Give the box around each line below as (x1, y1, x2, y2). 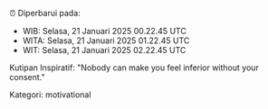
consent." (9, 72, 45, 82)
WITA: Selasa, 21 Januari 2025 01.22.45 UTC (22, 35, 190, 46)
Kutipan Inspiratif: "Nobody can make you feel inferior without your (9, 62, 260, 73)
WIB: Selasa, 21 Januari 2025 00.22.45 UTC (22, 26, 187, 36)
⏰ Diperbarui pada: (9, 8, 81, 18)
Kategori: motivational (9, 89, 91, 100)
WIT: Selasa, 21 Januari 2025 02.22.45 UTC (22, 45, 187, 55)
